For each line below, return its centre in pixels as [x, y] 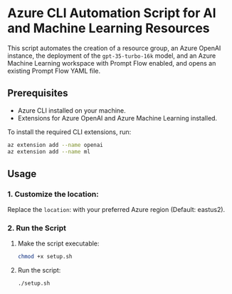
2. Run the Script [37, 228]
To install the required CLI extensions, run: [69, 132]
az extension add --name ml [49, 151]
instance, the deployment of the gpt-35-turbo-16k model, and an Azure [112, 56]
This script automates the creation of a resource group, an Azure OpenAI [114, 48]
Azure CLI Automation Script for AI [112, 13]
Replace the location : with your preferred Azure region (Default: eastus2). [116, 210]
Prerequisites [38, 93]
